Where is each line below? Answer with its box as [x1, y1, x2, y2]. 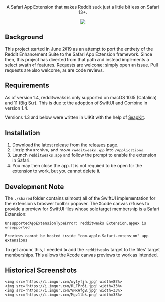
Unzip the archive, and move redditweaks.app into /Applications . [12, 147, 145, 153]
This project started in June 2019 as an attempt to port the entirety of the [5, 46, 153, 52]
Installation [5, 129, 40, 137]
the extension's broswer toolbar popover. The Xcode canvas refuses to [5, 201, 149, 207]
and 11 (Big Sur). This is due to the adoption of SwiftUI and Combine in [5, 100, 148, 106]
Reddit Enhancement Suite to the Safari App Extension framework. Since [5, 51, 153, 57]
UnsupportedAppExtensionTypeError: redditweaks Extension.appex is [5, 221, 147, 226]
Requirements [5, 81, 49, 90]
